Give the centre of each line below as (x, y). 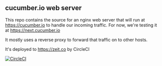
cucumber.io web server (44, 8)
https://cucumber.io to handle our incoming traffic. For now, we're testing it (81, 25)
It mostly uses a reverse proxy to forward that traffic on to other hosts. (76, 40)
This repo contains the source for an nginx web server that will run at (75, 20)
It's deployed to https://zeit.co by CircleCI (47, 49)
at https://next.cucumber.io (33, 30)
